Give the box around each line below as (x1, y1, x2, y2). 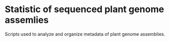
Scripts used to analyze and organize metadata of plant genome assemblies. (5, 31, 165, 37)
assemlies (5, 14, 49, 26)
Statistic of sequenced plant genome (5, 4, 164, 15)
